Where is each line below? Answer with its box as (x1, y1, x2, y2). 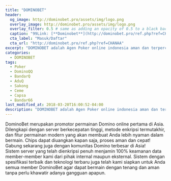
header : (5, 12, 22, 17)
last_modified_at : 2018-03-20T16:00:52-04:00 (5, 102, 103, 108)
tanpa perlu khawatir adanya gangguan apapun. (5, 170, 106, 176)
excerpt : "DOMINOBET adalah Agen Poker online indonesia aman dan (5, 45, 149, 50)
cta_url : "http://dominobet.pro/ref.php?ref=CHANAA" (10, 41, 124, 46)
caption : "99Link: (10, 31, 49, 36)
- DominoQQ (10, 69, 33, 74)
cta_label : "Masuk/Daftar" (10, 36, 67, 41)
